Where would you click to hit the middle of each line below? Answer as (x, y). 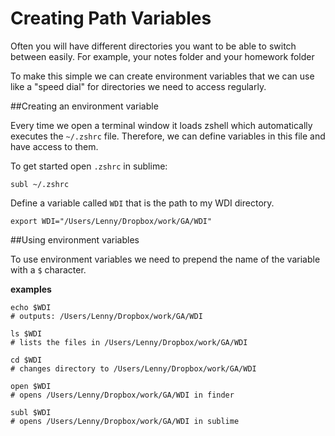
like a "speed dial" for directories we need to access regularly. (138, 86)
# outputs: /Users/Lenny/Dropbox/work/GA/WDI (106, 316)
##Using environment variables (75, 239)
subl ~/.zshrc (40, 184)
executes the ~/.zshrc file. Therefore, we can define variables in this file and (168, 136)
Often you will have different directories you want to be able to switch (153, 46)
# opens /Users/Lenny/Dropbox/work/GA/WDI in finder (122, 395)
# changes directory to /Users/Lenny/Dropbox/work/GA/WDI (133, 368)
